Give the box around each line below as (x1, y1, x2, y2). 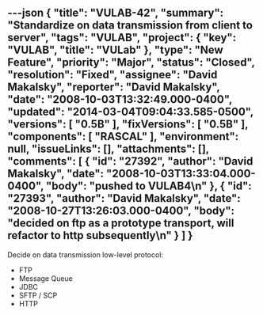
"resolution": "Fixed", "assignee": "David (7, 68, 218, 82)
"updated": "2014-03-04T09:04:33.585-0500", (7, 105, 254, 119)
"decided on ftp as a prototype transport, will (7, 217, 234, 230)
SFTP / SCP (18, 290, 58, 300)
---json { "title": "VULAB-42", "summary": (7, 6, 224, 20)
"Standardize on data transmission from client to (7, 19, 253, 32)
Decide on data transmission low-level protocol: (7, 249, 164, 260)
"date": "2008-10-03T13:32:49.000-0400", (7, 93, 233, 106)
